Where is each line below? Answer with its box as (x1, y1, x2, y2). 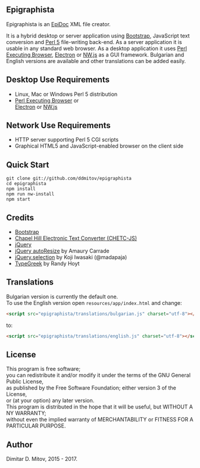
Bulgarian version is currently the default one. (6, 293, 118, 300)
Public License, (6, 378, 43, 385)
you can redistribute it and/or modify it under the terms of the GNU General (6, 372, 191, 379)
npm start (6, 196, 31, 202)
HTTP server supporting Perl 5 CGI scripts (14, 136, 119, 143)
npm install (6, 186, 36, 192)
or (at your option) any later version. (6, 397, 95, 404)
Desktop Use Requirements (6, 74, 110, 85)
